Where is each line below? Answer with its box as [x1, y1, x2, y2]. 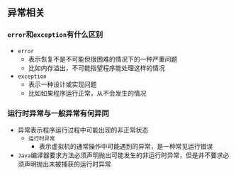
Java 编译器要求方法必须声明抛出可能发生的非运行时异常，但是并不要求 [17, 151, 223, 159]
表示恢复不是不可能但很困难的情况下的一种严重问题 [28, 55, 178, 63]
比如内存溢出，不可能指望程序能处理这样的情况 [28, 63, 165, 72]
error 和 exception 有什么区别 [7, 30, 103, 40]
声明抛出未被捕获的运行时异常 [23, 159, 111, 168]
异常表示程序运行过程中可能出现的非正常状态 [17, 125, 149, 134]
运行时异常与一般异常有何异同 [7, 108, 110, 118]
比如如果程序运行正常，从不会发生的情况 [28, 89, 147, 97]
